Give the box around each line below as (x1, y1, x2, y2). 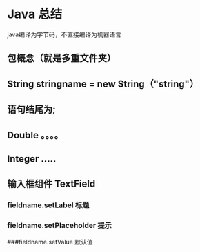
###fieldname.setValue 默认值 (7, 238, 93, 246)
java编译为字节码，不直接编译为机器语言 (7, 30, 122, 39)
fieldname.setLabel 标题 (7, 200, 90, 210)
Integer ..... (7, 153, 57, 165)
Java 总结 (7, 6, 63, 22)
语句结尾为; (7, 104, 57, 116)
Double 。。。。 (7, 129, 64, 141)
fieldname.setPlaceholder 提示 (7, 221, 112, 231)
